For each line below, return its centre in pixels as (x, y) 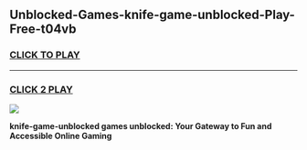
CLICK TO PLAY (45, 55)
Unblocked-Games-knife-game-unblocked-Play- (152, 15)
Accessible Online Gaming (61, 135)
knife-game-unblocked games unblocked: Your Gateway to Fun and (141, 125)
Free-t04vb (43, 30)
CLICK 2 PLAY (41, 89)
